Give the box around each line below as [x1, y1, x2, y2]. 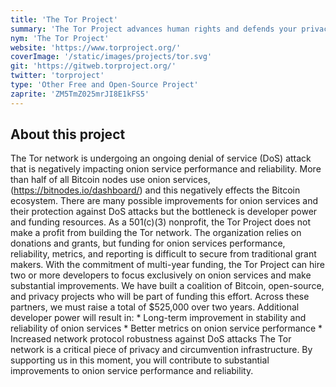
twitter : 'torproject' [10, 71, 105, 81]
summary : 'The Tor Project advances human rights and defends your [10, 24, 298, 34]
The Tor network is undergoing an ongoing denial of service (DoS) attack [10, 152, 312, 165]
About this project [10, 126, 126, 143]
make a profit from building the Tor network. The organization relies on [10, 227, 302, 239]
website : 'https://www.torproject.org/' [10, 42, 182, 53]
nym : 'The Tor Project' [10, 33, 110, 43]
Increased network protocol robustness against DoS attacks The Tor [10, 333, 292, 345]
